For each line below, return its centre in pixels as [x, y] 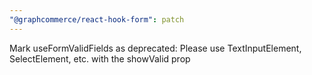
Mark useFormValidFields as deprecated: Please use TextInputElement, [155, 48]
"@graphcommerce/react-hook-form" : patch [97, 19]
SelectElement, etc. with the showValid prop [100, 58]
